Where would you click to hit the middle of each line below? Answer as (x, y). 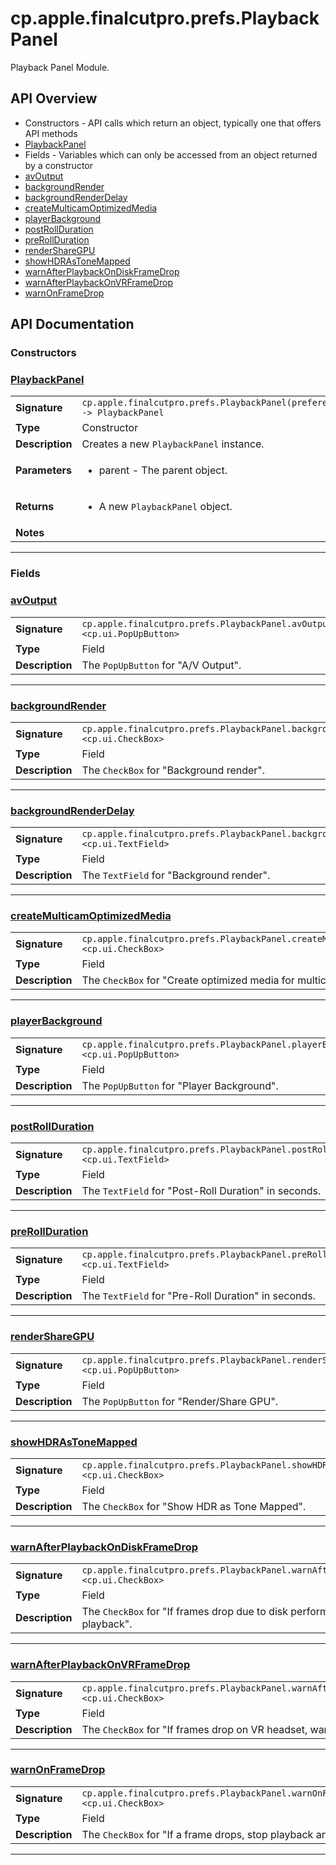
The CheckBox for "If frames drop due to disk (184, 1612)
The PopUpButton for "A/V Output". (161, 665)
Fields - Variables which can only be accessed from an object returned (171, 154)
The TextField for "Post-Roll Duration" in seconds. (201, 1191)
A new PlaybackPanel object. (165, 507)
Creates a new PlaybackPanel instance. (173, 444)
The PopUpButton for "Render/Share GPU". (180, 1401)
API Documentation (72, 324)
